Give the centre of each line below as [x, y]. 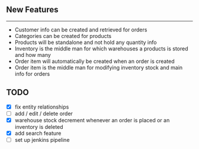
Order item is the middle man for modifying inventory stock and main [99, 67]
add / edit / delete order [44, 113]
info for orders [32, 74]
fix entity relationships [42, 107]
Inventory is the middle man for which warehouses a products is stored [101, 48]
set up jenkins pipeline [42, 140]
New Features [32, 10]
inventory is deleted [39, 126]
